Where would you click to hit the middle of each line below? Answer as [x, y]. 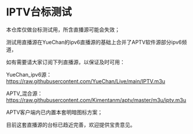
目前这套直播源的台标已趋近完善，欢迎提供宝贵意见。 [71, 125]
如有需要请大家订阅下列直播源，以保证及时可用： [66, 62]
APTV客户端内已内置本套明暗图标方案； [55, 112]
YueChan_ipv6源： [29, 74]
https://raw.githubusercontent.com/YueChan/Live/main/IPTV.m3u [86, 81]
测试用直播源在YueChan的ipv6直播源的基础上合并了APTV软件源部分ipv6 [94, 42]
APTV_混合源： [24, 93]
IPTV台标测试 [39, 12]
